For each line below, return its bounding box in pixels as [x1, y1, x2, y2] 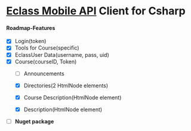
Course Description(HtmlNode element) [23, 94, 122, 101]
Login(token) [14, 38, 47, 45]
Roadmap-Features [6, 24, 56, 31]
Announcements [23, 70, 64, 77]
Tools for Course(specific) [14, 44, 79, 51]
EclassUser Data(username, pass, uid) [14, 51, 109, 58]
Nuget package [14, 118, 54, 125]
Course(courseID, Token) [14, 58, 77, 65]
